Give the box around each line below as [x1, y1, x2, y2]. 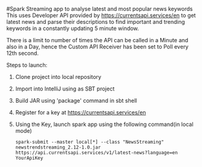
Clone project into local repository [15, 73, 101, 80]
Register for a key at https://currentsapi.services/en [15, 109, 146, 116]
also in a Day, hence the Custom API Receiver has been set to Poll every [6, 43, 189, 50]
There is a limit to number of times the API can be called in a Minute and [6, 37, 188, 43]
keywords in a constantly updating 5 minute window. [6, 24, 139, 32]
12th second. [6, 50, 39, 57]
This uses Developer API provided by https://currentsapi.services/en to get [6, 12, 196, 19]
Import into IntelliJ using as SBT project [15, 85, 115, 92]
